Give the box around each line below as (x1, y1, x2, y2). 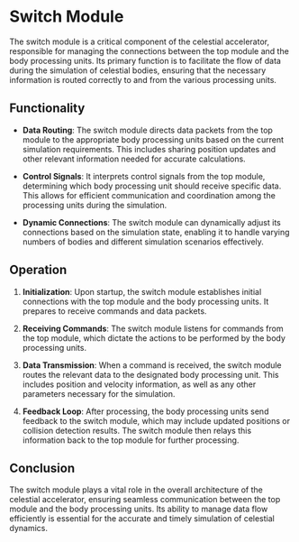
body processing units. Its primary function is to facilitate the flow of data (9, 55, 282, 66)
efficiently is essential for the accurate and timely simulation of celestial (9, 513, 275, 524)
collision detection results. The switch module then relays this (22, 425, 252, 436)
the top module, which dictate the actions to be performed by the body (22, 332, 286, 344)
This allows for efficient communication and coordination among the (22, 189, 276, 200)
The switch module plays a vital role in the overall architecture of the (9, 484, 263, 495)
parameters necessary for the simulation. (22, 388, 176, 399)
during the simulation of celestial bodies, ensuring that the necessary (9, 65, 267, 76)
